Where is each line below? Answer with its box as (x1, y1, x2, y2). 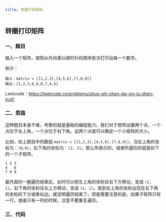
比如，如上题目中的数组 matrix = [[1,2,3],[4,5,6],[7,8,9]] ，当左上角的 (5, 138, 156, 144)
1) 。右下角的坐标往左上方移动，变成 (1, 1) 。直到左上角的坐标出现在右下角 (5, 185, 159, 191)
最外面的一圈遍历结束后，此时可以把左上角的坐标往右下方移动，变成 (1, (5, 178, 152, 184)
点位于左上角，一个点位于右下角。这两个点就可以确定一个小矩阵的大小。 (5, 128, 152, 134)
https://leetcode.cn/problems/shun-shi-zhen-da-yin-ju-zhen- (28, 91, 154, 97)
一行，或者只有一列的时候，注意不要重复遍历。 (5, 197, 100, 203)
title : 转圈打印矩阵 (5, 7, 43, 12)
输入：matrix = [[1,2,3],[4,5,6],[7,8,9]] (5, 76, 92, 82)
